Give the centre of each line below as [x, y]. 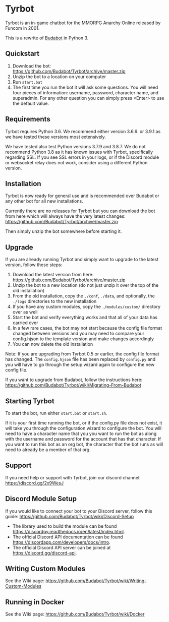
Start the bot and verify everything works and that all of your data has [85, 318]
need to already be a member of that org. [48, 450]
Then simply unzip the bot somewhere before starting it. [64, 231]
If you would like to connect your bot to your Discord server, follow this [79, 511]
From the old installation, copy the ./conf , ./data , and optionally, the [83, 296]
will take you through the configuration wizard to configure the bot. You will [83, 428]
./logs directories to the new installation [54, 301]
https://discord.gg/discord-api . [45, 553]
